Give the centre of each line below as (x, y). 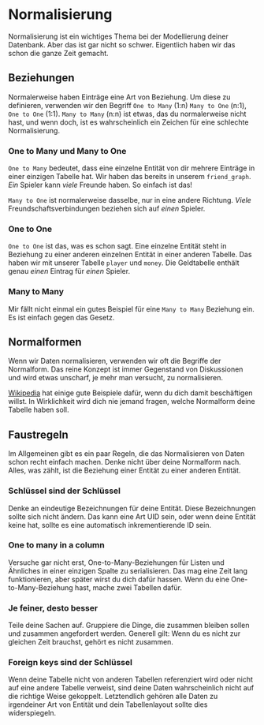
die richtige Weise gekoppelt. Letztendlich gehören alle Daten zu (113, 697)
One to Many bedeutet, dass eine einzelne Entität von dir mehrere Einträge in (132, 168)
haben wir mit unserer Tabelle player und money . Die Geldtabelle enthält (124, 263)
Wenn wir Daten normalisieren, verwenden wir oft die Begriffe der (115, 361)
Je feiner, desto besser (53, 607)
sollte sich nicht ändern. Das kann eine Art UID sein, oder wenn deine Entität (132, 516)
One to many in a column (56, 545)
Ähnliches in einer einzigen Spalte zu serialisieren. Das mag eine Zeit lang (128, 570)
